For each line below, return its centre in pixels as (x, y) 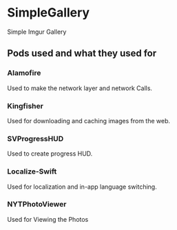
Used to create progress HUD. (50, 154)
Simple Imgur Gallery (37, 32)
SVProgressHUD (35, 138)
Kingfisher (25, 106)
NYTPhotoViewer (37, 205)
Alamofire (24, 73)
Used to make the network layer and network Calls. (80, 88)
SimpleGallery (49, 13)
